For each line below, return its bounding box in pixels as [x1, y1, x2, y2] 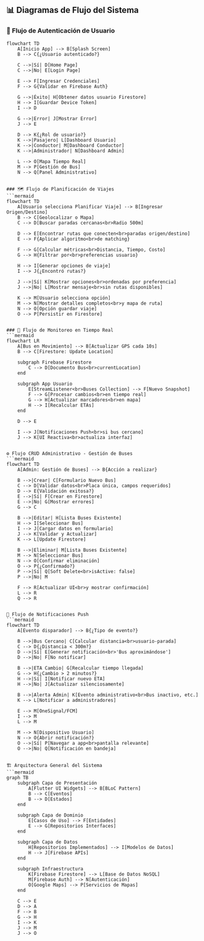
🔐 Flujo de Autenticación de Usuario [6, 26, 115, 35]
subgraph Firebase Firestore [17, 359, 92, 365]
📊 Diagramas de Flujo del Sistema [6, 5, 139, 15]
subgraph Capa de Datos [17, 839, 78, 845]
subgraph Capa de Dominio [17, 812, 84, 818]
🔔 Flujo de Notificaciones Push [6, 611, 89, 617]
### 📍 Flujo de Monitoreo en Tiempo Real [6, 327, 114, 333]
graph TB [6, 774, 29, 780]
